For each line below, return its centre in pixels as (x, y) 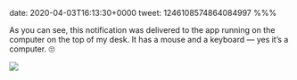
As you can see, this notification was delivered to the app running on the (142, 30)
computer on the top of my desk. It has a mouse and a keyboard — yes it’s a (149, 40)
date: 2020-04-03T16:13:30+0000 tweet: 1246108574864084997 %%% (143, 13)
